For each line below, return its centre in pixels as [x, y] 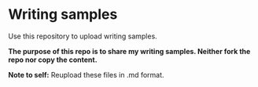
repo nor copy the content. [53, 60]
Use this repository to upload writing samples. [83, 36]
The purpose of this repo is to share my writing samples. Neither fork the [129, 51]
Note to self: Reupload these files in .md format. [86, 74]
